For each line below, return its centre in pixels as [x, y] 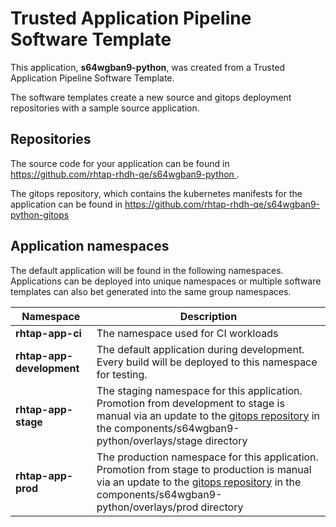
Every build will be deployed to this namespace [207, 362]
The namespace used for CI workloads [187, 333]
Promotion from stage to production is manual [204, 469]
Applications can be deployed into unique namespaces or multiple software [166, 281]
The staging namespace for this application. [199, 390]
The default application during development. [200, 349]
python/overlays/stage [149, 440]
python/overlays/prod [147, 507]
